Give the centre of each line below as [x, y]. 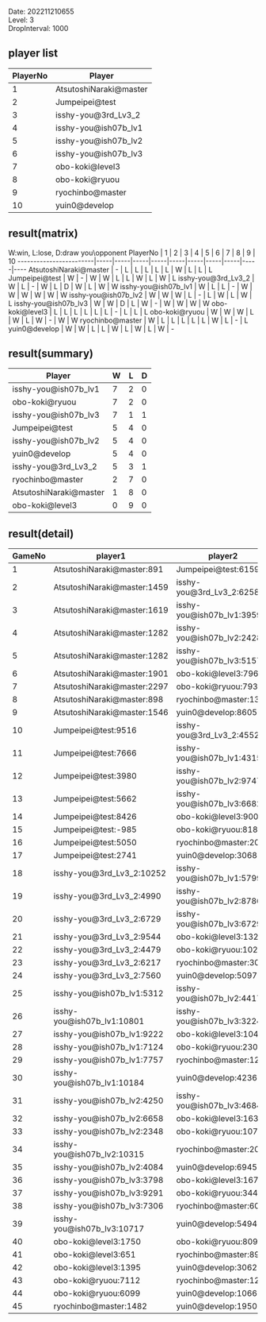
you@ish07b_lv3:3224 [219, 1022]
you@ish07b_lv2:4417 [219, 999]
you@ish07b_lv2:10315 [99, 1154]
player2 [223, 556]
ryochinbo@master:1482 [101, 1306]
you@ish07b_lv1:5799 [219, 879]
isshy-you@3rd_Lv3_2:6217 [107, 963]
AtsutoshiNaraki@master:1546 [111, 713]
